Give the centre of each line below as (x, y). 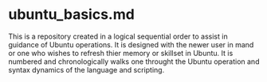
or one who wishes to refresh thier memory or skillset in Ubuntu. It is (121, 53)
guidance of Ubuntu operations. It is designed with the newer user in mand (131, 44)
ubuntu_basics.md (72, 15)
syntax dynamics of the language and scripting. (86, 69)
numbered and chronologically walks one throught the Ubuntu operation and (134, 61)
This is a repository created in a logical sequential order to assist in (118, 36)
